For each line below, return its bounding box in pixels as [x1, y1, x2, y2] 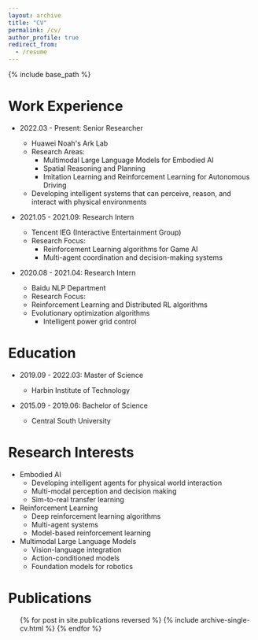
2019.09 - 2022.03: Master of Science [19, 370, 144, 379]
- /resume [15, 48, 47, 56]
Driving [42, 180, 67, 190]
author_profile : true [8, 33, 79, 42]
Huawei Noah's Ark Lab [31, 139, 109, 148]
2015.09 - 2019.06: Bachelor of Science [19, 401, 148, 410]
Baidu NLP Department [31, 283, 106, 292]
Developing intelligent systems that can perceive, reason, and [31, 188, 232, 198]
